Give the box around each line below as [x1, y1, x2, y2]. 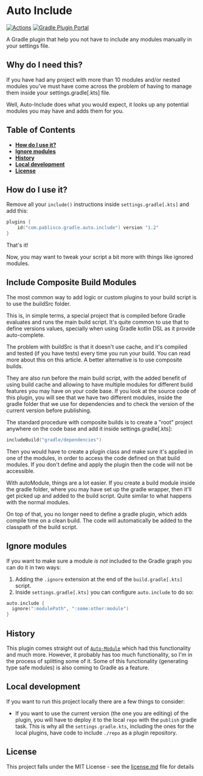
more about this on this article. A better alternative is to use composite [6, 356, 182, 363]
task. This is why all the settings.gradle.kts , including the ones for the [15, 722, 194, 730]
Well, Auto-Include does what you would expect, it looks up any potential [6, 101, 189, 108]
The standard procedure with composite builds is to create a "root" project [6, 418, 193, 425]
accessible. [6, 467, 35, 474]
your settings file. [6, 42, 50, 49]
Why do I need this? [6, 60, 83, 70]
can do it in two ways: [6, 563, 61, 571]
